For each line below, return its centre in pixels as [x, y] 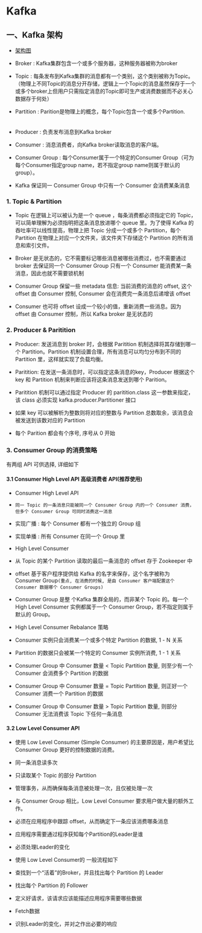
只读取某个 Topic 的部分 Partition [55, 776]
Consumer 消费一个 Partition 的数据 [59, 694]
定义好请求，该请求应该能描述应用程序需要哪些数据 [78, 898]
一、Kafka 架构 [34, 35]
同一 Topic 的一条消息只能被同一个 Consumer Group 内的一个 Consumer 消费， [104, 505]
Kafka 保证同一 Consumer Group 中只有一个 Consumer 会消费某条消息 [102, 185]
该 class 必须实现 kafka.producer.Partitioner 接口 [75, 400]
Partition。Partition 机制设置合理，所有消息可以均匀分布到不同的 [102, 352]
